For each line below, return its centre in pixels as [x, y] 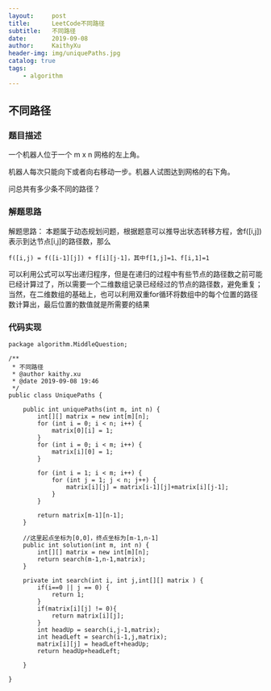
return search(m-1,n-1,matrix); [92, 559]
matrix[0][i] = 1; [82, 430]
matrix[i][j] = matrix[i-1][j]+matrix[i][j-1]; [147, 487]
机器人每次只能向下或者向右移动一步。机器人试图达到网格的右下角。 [121, 172]
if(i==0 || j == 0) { [74, 587]
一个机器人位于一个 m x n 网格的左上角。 [76, 155]
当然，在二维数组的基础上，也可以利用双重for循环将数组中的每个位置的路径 [133, 294]
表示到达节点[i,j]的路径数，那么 [60, 241]
